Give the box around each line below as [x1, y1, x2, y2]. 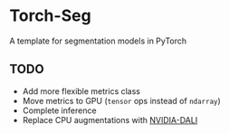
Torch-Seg [9, 5, 92, 26]
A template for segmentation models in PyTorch [9, 35, 187, 46]
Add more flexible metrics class [22, 85, 141, 96]
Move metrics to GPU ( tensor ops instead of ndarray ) [22, 95, 222, 106]
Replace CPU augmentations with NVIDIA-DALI [22, 114, 198, 125]
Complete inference [22, 105, 97, 116]
